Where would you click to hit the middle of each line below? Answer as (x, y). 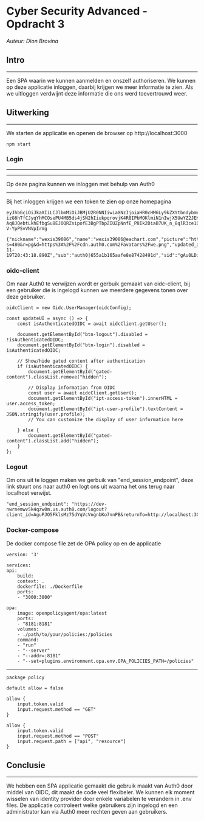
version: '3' (23, 554)
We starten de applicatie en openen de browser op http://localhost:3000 (97, 133)
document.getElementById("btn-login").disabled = (81, 345)
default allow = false (35, 688)
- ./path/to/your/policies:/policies (65, 634)
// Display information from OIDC (72, 388)
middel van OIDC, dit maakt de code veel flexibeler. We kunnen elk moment (100, 792)
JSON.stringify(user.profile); (46, 414)
